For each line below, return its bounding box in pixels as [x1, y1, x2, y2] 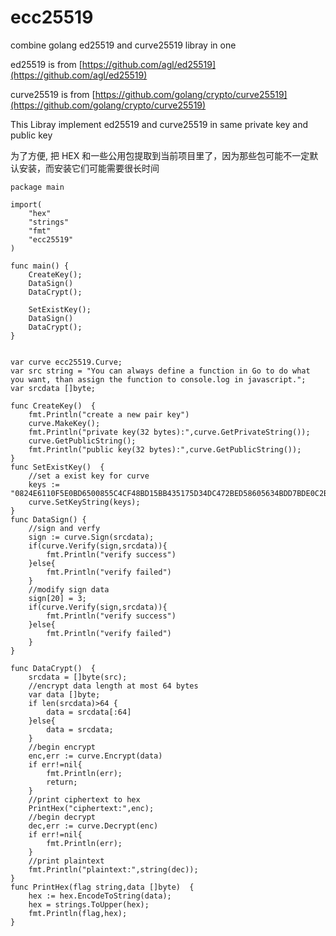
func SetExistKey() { [10, 462, 105, 472]
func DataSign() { [10, 514, 87, 525]
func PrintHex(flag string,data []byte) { [10, 882, 195, 892]
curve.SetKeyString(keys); [28, 497, 141, 507]
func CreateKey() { [10, 401, 97, 411]
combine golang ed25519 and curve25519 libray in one [10, 39, 237, 51]
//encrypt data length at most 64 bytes [28, 681, 199, 691]
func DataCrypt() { [10, 663, 97, 673]
